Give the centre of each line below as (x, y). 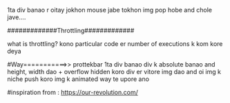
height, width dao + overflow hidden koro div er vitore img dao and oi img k (114, 72)
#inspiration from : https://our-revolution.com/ (73, 92)
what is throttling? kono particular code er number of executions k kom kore (115, 44)
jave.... (17, 17)
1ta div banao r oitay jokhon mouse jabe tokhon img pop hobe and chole (110, 10)
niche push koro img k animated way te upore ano (78, 79)
